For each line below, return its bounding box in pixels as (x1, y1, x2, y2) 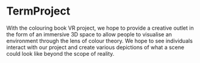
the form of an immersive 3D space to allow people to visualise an (6, 30, 173, 38)
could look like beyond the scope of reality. (6, 50, 115, 57)
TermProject (6, 4, 71, 18)
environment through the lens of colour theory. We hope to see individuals (6, 37, 193, 44)
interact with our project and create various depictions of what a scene (6, 44, 185, 51)
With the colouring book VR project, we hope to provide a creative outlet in (6, 24, 194, 31)
